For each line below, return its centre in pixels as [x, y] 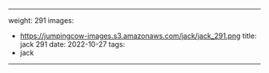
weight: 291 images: [41, 20]
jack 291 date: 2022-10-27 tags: [72, 44]
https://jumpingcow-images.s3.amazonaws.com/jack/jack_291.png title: [138, 36]
